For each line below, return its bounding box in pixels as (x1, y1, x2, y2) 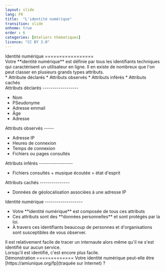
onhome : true (5, 26, 32, 31)
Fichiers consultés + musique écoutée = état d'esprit (12, 170, 120, 176)
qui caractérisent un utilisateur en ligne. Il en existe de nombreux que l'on (5, 64, 155, 69)
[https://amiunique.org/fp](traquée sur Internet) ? (5, 260, 106, 266)
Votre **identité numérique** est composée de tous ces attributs (12, 208, 145, 214)
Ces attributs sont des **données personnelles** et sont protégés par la (12, 213, 160, 219)
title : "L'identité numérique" (5, 16, 72, 21)
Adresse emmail (12, 105, 46, 111)
